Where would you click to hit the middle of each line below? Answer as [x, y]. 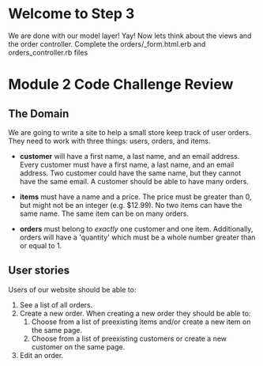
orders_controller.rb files [48, 52]
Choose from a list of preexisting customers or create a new [129, 338]
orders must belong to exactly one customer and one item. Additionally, [136, 228]
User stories [39, 271]
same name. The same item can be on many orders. [104, 213]
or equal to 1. [41, 245]
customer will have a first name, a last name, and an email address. [130, 156]
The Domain [39, 113]
